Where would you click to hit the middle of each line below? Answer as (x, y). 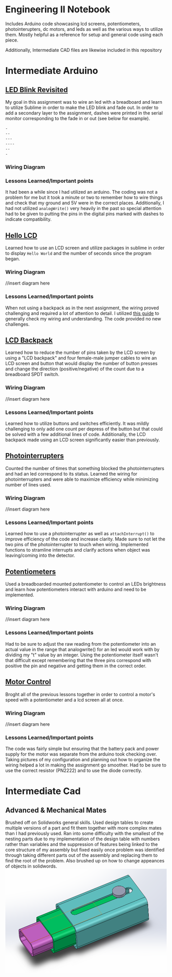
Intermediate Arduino (52, 71)
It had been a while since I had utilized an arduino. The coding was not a (81, 192)
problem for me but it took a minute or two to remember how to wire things (84, 198)
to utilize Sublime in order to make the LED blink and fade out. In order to (82, 107)
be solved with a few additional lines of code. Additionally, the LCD (76, 434)
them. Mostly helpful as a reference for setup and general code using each (84, 34)
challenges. (17, 324)
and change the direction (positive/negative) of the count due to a (75, 369)
